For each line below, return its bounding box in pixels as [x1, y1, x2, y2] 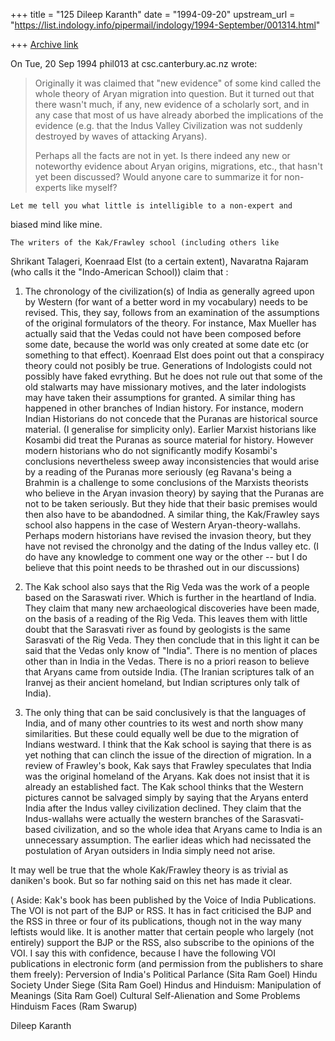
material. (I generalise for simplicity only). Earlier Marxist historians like [24, 424, 317, 435]
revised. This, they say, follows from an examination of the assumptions [24, 307, 320, 318]
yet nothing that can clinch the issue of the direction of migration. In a [24, 749, 312, 761]
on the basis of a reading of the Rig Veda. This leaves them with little [24, 613, 308, 624]
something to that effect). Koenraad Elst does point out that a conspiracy [24, 349, 325, 361]
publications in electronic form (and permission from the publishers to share [10, 958, 324, 969]
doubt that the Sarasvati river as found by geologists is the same [24, 624, 291, 635]
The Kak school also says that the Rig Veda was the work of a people [24, 581, 310, 593]
